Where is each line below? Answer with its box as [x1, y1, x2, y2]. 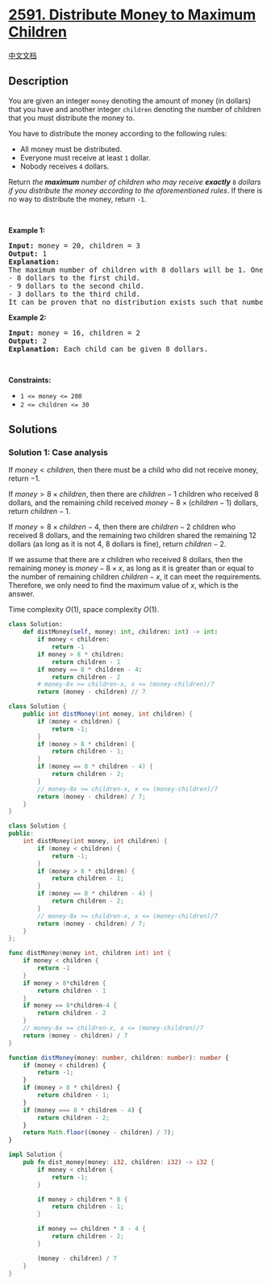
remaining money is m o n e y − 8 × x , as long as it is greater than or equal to [8, 563, 254, 574]
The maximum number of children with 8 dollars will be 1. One [8, 265, 264, 274]
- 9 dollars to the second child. [8, 281, 145, 290]
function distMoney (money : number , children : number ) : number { [8, 1053, 229, 1062]
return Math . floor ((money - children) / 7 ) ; [23, 1129, 175, 1137]
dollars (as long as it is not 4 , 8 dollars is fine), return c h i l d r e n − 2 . [8, 539, 227, 549]
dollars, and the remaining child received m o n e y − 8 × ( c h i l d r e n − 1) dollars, [8, 498, 258, 507]
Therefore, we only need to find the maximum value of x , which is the [8, 581, 240, 590]
